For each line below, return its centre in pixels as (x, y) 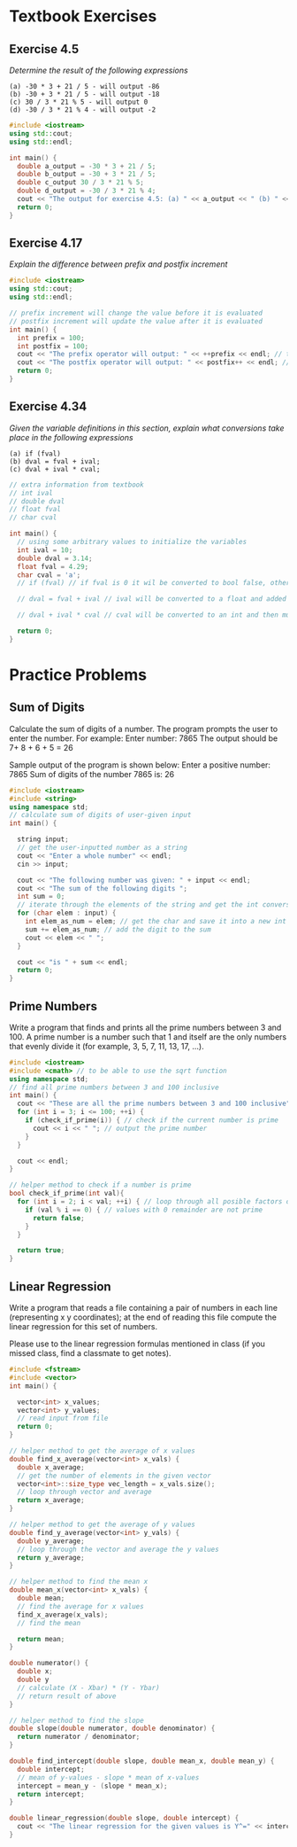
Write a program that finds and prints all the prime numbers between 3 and (145, 1027)
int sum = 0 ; (41, 897)
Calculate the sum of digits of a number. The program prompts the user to (144, 729)
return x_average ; (51, 1500)
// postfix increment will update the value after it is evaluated (136, 321)
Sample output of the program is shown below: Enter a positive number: (140, 765)
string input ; (43, 839)
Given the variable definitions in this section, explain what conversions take (147, 428)
